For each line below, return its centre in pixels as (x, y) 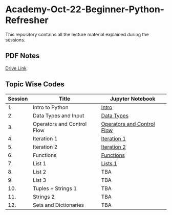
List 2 (40, 172)
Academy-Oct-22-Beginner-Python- (85, 9)
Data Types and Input (59, 115)
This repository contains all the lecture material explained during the (77, 34)
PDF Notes (23, 56)
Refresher (27, 20)
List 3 (40, 180)
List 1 (40, 163)
